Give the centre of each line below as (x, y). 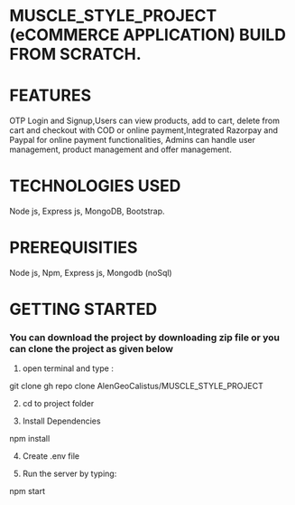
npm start (28, 491)
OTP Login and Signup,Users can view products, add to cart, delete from (144, 121)
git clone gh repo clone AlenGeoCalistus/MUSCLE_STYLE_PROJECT (136, 386)
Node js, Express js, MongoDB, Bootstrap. (87, 211)
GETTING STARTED (83, 310)
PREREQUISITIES (74, 248)
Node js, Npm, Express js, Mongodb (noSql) (91, 273)
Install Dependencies (61, 421)
